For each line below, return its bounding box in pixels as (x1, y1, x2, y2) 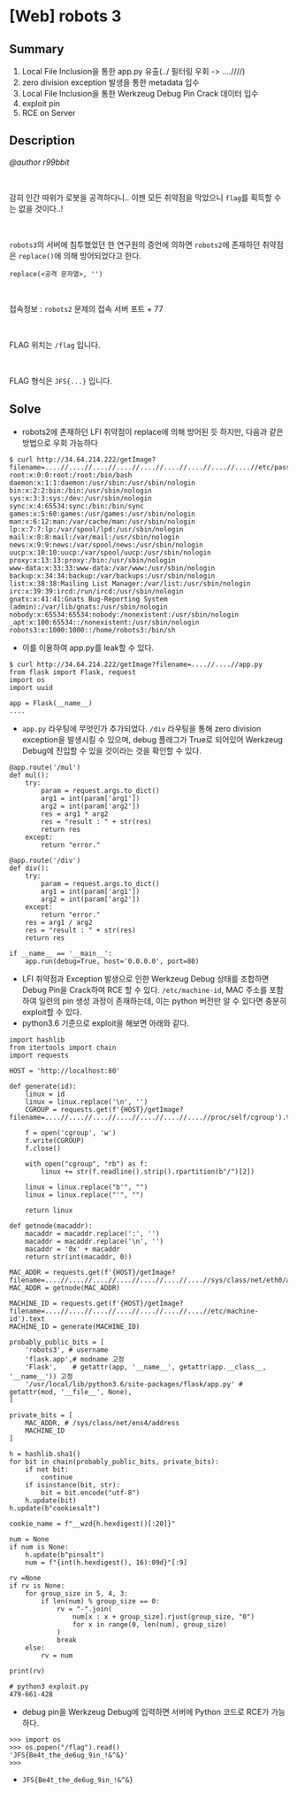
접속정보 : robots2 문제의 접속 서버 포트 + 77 (9, 303, 164, 314)
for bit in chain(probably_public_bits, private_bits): (9, 1457, 219, 1466)
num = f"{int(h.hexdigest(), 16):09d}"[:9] (25, 1557, 188, 1567)
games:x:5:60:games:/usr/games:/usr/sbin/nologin (9, 509, 196, 518)
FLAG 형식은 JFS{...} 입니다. (9, 375, 113, 386)
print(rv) (9, 1666, 46, 1675)
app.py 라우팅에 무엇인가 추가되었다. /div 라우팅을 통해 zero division (21, 723, 262, 733)
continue (41, 1472, 73, 1481)
